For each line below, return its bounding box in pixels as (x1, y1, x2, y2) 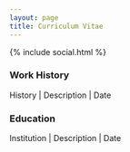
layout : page (9, 13, 59, 23)
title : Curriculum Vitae (9, 22, 104, 31)
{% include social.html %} (9, 46, 107, 57)
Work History (9, 69, 70, 81)
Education (9, 112, 56, 125)
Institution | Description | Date (9, 133, 122, 144)
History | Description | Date (9, 90, 112, 100)
